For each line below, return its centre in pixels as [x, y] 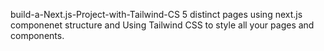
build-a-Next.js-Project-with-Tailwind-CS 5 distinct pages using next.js [156, 14]
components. [37, 35]
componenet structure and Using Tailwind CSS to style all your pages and [162, 25]
